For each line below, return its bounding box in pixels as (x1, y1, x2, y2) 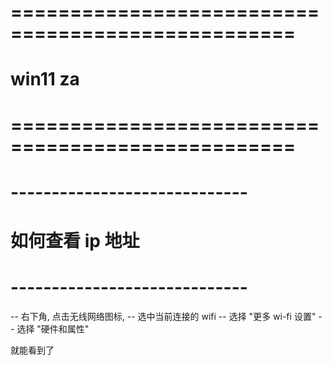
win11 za (10, 68, 80, 91)
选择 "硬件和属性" (16, 322, 90, 335)
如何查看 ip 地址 (10, 229, 140, 252)
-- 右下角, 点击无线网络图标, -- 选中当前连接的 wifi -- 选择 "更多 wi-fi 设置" (10, 310, 317, 322)
